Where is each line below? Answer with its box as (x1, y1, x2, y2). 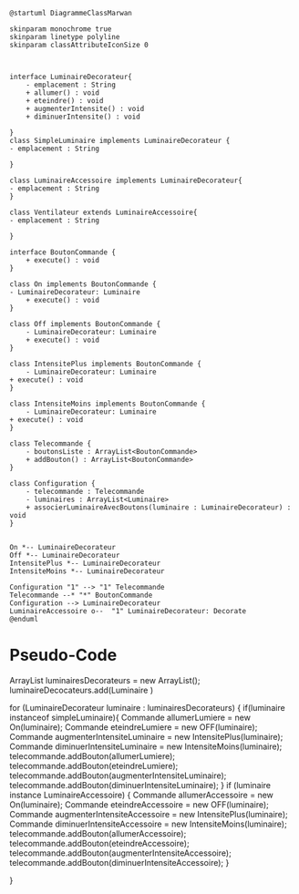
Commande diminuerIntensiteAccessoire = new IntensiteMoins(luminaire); (9, 818, 287, 829)
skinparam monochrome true (9, 25, 112, 34)
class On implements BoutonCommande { (9, 280, 157, 289)
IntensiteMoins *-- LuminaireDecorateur (9, 567, 166, 576)
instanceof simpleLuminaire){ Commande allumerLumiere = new (9, 712, 251, 723)
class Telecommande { (9, 439, 92, 448)
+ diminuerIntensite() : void (26, 112, 141, 121)
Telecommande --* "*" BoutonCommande (9, 591, 153, 600)
